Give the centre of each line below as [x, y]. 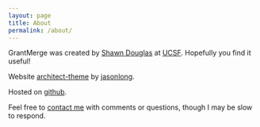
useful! [19, 61]
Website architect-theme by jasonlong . [71, 77]
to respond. [27, 116]
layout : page [30, 15]
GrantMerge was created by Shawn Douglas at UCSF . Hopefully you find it [130, 53]
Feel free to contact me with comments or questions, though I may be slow [130, 107]
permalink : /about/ [40, 30]
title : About [30, 23]
